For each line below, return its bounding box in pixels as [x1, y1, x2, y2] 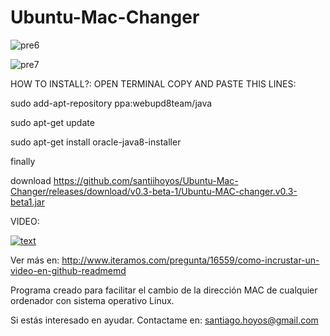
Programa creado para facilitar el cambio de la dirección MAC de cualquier [10, 284, 318, 296]
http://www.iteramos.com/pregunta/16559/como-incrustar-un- [61, 254, 320, 266]
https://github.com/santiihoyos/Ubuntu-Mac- [53, 174, 239, 186]
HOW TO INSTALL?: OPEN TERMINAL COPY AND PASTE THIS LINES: [10, 77, 297, 90]
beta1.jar [10, 196, 45, 208]
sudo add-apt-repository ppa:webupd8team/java [10, 97, 213, 109]
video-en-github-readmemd [10, 264, 127, 276]
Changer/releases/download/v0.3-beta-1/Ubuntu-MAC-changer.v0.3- [10, 185, 298, 197]
